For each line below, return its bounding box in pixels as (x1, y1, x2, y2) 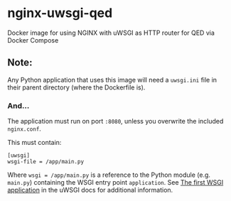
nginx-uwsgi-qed (7, 5, 113, 21)
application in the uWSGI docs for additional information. (7, 186, 173, 195)
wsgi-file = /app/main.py (7, 158, 84, 165)
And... (7, 101, 30, 111)
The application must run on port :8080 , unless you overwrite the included (7, 117, 224, 126)
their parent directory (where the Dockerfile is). (7, 83, 146, 92)
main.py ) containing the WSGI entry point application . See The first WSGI (7, 178, 224, 187)
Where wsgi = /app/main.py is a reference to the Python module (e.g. (7, 170, 211, 179)
